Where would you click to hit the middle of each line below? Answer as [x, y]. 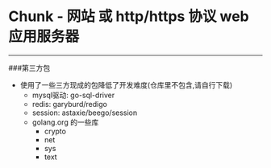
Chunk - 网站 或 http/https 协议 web [129, 16]
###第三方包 [29, 68]
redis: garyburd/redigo [69, 104]
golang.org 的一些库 [65, 122]
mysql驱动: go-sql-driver [73, 95]
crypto [55, 131]
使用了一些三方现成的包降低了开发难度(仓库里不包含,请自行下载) [126, 84]
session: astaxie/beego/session [85, 113]
